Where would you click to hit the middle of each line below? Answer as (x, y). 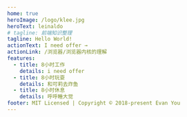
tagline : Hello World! (40, 39)
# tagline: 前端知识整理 (40, 33)
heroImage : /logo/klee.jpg (46, 20)
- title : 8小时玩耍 (39, 77)
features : (21, 58)
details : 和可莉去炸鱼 (49, 84)
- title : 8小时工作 (39, 65)
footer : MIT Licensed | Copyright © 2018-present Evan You (94, 103)
